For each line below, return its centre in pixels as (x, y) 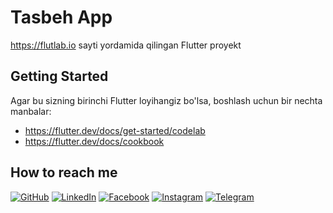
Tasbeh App (61, 17)
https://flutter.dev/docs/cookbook (94, 141)
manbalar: (31, 111)
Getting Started (59, 76)
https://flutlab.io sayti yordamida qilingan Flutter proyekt (126, 45)
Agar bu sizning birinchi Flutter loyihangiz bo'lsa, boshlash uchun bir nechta (166, 100)
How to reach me (64, 172)
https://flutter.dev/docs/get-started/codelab (115, 130)
